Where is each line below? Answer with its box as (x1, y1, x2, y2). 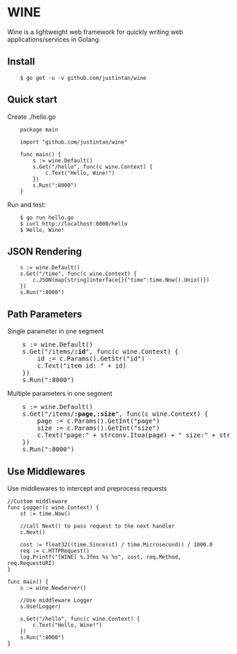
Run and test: (7, 200, 46, 209)
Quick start (7, 93, 58, 106)
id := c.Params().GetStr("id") (37, 355, 145, 363)
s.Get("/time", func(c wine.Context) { (20, 270, 138, 278)
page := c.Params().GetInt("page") (37, 417, 160, 425)
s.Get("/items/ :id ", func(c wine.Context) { (22, 348, 178, 356)
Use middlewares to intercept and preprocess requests (7, 484, 167, 492)
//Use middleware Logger (20, 597, 93, 604)
